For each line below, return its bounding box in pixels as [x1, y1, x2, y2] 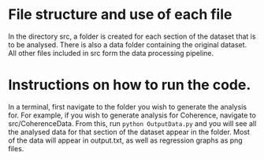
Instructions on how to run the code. [8, 76, 251, 94]
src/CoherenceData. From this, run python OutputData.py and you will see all [8, 118, 257, 128]
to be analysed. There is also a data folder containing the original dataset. [8, 39, 247, 49]
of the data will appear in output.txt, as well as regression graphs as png [8, 136, 243, 145]
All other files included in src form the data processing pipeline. [8, 48, 214, 58]
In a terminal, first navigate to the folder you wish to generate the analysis [8, 102, 247, 111]
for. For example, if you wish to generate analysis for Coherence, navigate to [8, 110, 256, 120]
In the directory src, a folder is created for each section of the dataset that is [8, 32, 256, 41]
